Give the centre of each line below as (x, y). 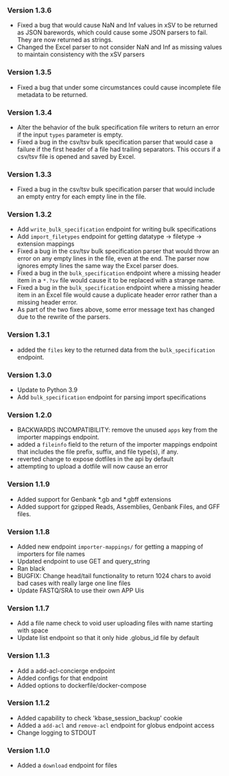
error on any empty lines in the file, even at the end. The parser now (113, 258)
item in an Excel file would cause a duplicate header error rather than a (117, 295)
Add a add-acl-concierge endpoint (66, 670)
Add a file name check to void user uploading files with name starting (115, 623)
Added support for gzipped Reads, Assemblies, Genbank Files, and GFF (119, 507)
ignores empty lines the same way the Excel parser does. (98, 266)
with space (33, 630)
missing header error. (47, 302)
